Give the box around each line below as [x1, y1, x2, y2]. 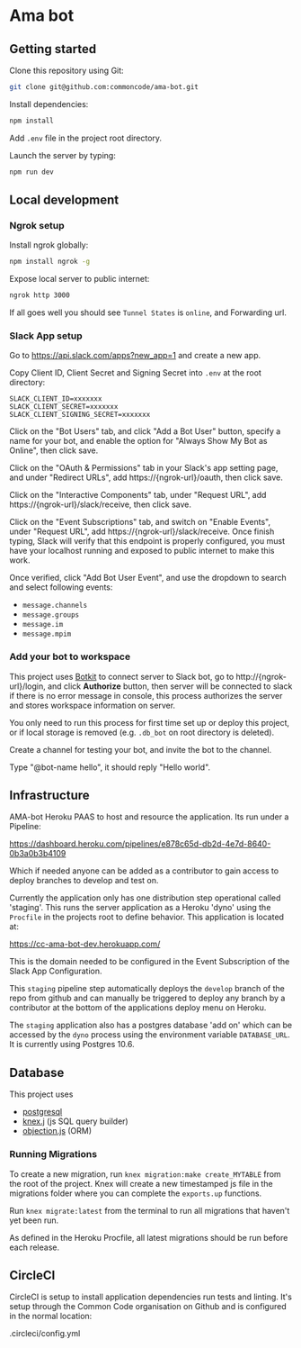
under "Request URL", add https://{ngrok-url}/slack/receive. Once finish [9, 526, 275, 537]
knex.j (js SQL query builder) [22, 1116, 128, 1126]
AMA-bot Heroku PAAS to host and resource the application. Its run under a [9, 811, 289, 822]
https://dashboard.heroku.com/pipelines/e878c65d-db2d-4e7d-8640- [9, 838, 271, 849]
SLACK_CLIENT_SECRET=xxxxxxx [9, 403, 119, 412]
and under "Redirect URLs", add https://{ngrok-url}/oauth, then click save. [9, 472, 283, 483]
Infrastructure [9, 788, 90, 803]
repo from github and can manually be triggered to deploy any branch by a [9, 992, 286, 1004]
